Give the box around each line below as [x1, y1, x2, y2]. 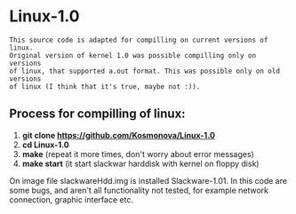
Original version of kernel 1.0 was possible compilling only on [9, 51, 256, 59]
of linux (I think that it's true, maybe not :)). [9, 82, 201, 91]
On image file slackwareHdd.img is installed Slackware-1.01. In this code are [9, 175, 287, 186]
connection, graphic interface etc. [9, 194, 133, 205]
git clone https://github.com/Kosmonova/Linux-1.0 [21, 130, 216, 140]
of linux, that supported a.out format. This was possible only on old [9, 67, 280, 75]
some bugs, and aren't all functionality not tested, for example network [9, 185, 269, 195]
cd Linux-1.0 [21, 139, 69, 150]
